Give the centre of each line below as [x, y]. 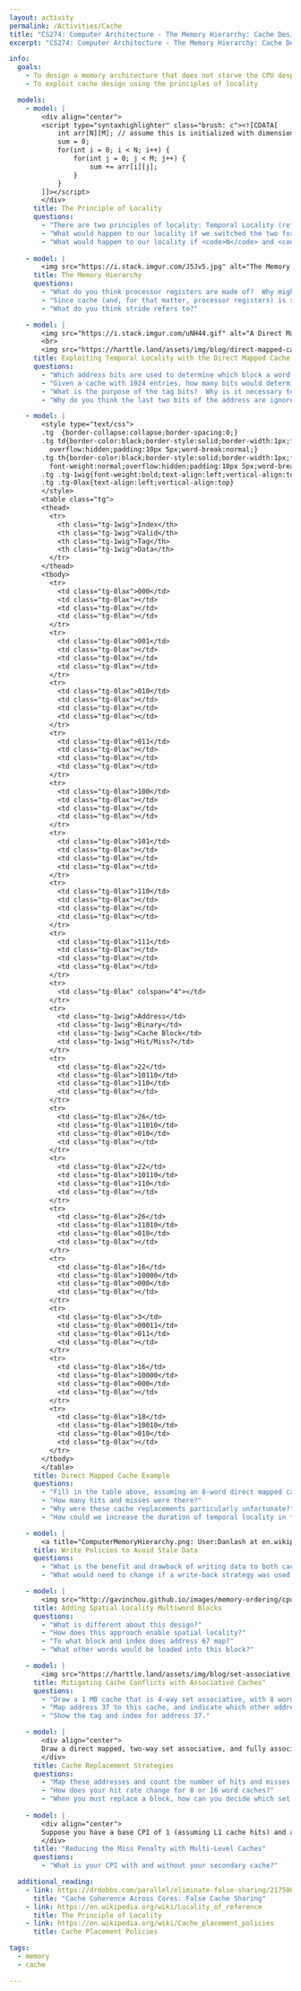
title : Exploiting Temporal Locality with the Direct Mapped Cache [162, 358]
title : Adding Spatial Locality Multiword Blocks [127, 1608]
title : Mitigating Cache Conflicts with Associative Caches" [150, 1682]
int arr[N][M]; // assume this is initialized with [155, 134]
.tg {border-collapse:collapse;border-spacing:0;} [140, 433]
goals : [30, 67]
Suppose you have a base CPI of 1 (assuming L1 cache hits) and [164, 1832]
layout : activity [42, 17]
